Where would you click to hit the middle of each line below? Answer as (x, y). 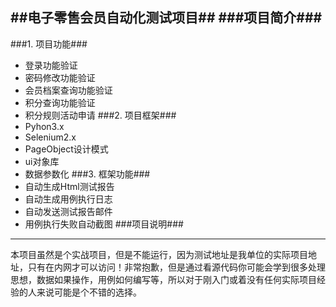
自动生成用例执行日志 (68, 199)
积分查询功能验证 (60, 102)
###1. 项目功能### (49, 44)
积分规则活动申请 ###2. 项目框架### (100, 115)
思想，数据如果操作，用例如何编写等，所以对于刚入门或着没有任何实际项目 (163, 279)
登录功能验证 (51, 65)
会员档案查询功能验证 (68, 90)
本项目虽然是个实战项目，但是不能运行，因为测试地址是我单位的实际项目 (159, 254)
